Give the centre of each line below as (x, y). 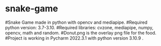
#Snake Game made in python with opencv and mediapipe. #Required (76, 22)
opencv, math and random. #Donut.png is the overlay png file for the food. (81, 33)
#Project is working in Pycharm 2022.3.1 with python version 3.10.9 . (74, 38)
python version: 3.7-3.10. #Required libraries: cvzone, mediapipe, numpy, (79, 27)
